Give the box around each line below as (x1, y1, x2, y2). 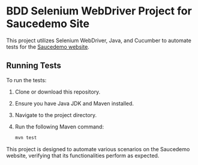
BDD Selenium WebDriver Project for (6, 4, 192, 18)
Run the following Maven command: (14, 123, 104, 130)
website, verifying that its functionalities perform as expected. (6, 152, 160, 159)
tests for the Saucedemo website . (6, 43, 90, 50)
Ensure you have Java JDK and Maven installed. (14, 100, 134, 107)
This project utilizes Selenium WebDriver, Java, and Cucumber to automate (6, 37, 192, 44)
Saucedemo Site (6, 17, 90, 31)
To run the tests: (6, 76, 47, 83)
